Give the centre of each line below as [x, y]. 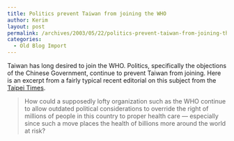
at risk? [35, 131]
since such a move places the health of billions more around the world [125, 123]
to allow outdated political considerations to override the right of [116, 109]
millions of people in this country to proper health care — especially [122, 116]
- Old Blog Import [40, 46]
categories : [24, 40]
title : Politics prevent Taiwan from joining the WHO [87, 14]
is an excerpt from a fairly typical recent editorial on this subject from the [112, 80]
